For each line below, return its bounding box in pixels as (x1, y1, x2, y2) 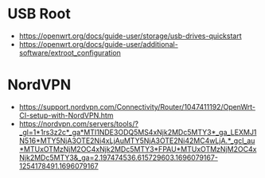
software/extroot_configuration (18, 48, 121, 57)
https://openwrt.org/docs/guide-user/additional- (18, 39, 178, 48)
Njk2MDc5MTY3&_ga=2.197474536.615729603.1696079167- (18, 153, 218, 162)
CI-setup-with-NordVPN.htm (18, 110, 114, 120)
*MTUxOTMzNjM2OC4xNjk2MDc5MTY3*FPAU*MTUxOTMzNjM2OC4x (18, 144, 257, 153)
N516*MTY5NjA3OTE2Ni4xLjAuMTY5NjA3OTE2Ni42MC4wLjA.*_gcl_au (18, 136, 255, 145)
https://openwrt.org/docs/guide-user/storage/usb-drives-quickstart (18, 31, 242, 41)
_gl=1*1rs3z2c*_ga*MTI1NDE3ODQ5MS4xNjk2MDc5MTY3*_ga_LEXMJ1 (18, 127, 257, 137)
